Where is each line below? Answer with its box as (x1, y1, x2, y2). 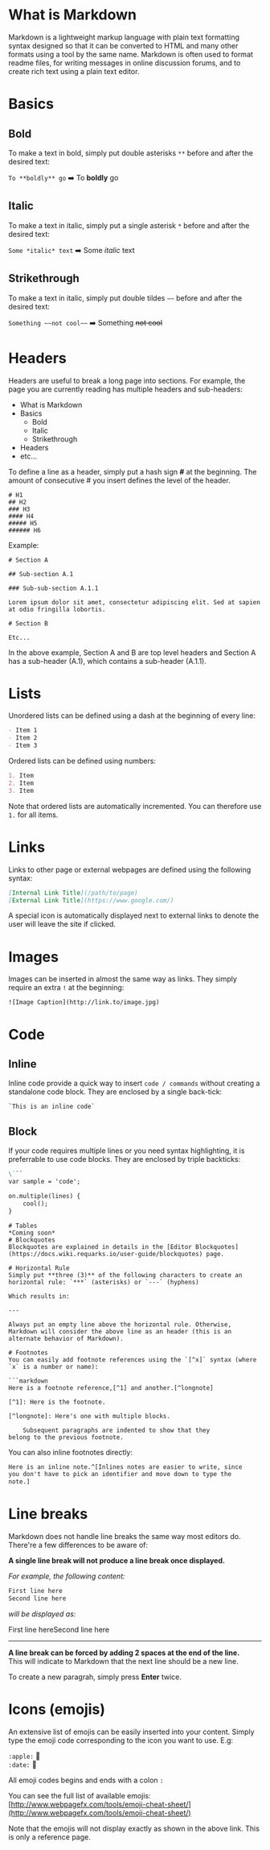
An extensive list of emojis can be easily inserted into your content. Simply (8, 1727, 255, 1736)
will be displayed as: (8, 1609, 76, 1619)
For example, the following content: (8, 1571, 126, 1581)
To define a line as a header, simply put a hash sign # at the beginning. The (8, 467, 257, 476)
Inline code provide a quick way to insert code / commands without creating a (8, 1078, 260, 1089)
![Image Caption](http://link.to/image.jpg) (8, 998, 160, 1006)
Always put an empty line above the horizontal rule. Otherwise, (8, 1320, 231, 1329)
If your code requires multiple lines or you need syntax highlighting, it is (8, 1146, 245, 1155)
